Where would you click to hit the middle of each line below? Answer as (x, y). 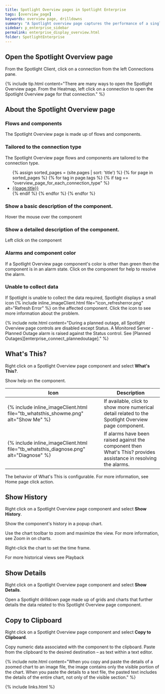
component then (123, 446)
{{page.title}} (25, 188)
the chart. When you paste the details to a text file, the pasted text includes (81, 672)
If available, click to (126, 401)
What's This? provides (130, 452)
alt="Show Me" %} (29, 420)
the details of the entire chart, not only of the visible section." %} (70, 677)
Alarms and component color (41, 253)
